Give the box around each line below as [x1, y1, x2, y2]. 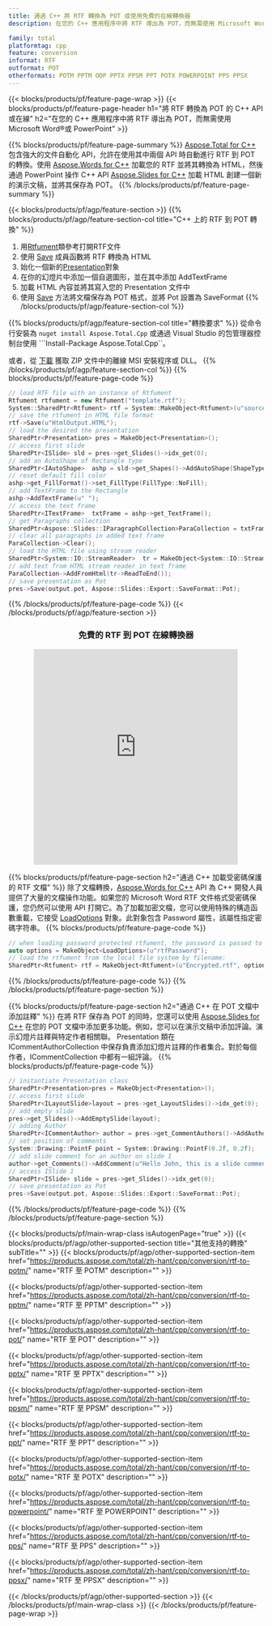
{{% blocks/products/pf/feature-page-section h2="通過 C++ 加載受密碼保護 [8, 872, 262, 882]
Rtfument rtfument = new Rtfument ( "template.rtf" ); [8, 396, 186, 405]
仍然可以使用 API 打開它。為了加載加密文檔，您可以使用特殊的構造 [29, 902, 251, 912]
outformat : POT [8, 64, 60, 73]
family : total [8, 34, 57, 42]
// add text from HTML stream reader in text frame [8, 562, 186, 570]
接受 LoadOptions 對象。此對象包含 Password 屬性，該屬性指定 [43, 913, 255, 922]
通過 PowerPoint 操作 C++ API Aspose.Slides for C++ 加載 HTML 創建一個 [8, 169, 255, 179]
